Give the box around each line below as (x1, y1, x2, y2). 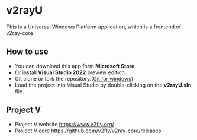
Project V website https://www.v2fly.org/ (14, 120, 114, 128)
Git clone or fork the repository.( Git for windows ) (14, 75, 134, 82)
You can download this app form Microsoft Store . (14, 62, 136, 69)
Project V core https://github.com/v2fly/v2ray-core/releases (14, 127, 162, 134)
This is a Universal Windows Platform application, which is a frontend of (6, 23, 182, 30)
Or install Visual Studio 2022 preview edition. (14, 69, 127, 76)
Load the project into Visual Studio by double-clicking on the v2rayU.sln (14, 81, 192, 88)
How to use (6, 47, 49, 57)
